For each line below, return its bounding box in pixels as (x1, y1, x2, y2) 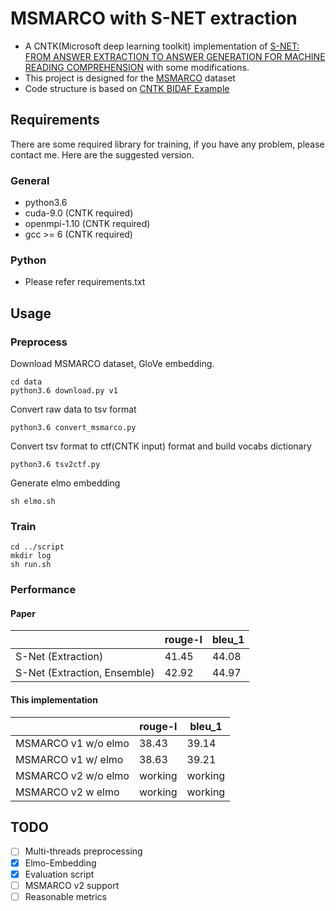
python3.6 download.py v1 (10, 386, 118, 396)
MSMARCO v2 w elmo (15, 785, 120, 799)
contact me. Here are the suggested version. (10, 148, 195, 161)
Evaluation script (24, 868, 95, 880)
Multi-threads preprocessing (24, 845, 143, 857)
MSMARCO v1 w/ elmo (15, 752, 124, 766)
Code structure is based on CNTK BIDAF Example (24, 82, 230, 94)
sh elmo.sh (10, 497, 56, 507)
